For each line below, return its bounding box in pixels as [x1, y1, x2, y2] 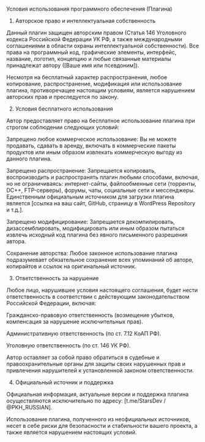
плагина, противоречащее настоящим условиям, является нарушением [6, 87, 195, 94]
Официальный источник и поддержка [15, 379, 114, 386]
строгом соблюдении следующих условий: [6, 124, 119, 131]
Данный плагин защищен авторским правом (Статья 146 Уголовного [6, 29, 187, 36]
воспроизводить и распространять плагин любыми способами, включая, [6, 173, 199, 181]
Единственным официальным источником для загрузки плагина [6, 193, 174, 200]
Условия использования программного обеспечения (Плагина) [6, 6, 173, 12]
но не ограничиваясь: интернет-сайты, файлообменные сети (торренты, [6, 180, 197, 187]
